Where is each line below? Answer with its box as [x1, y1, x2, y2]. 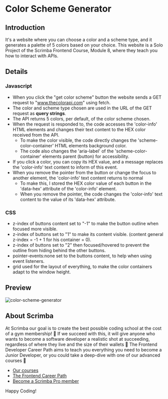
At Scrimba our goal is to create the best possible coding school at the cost [5, 325, 162, 331]
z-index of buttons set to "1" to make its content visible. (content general [12, 231, 163, 237]
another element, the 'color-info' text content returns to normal [12, 175, 143, 181]
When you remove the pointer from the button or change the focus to [12, 169, 156, 175]
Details [5, 67, 28, 76]
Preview [5, 284, 32, 292]
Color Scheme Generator [5, 3, 112, 15]
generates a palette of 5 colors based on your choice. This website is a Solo [5, 42, 163, 48]
